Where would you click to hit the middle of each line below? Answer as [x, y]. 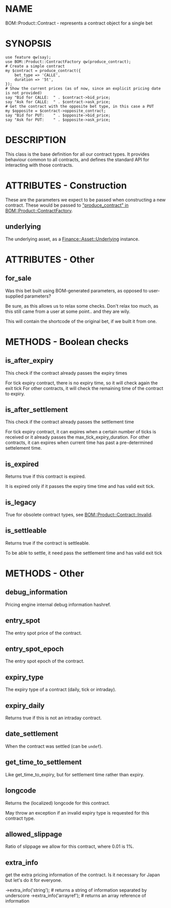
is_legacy [21, 502]
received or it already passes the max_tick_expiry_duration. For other [78, 437]
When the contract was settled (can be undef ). [54, 746]
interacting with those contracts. [39, 165]
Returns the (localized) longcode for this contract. [58, 803]
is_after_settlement [36, 410]
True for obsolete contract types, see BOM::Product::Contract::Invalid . [79, 514]
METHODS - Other [45, 573]
